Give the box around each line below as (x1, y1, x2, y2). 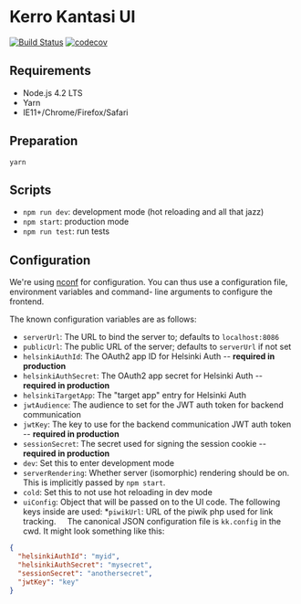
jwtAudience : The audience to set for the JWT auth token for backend (22, 399, 285, 410)
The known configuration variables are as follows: (9, 313, 197, 325)
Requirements (9, 63, 91, 79)
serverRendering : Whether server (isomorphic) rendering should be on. (22, 468, 290, 479)
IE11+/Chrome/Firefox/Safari (22, 107, 129, 118)
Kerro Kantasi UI (9, 6, 136, 27)
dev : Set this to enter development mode (22, 458, 175, 469)
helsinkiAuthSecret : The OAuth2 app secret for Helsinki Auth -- (22, 370, 263, 381)
